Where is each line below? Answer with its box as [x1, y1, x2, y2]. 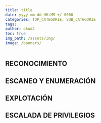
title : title [5, 7, 33, 13]
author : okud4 [5, 26, 35, 32]
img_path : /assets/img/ [5, 36, 56, 41]
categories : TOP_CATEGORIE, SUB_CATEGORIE [5, 17, 96, 22]
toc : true [5, 31, 26, 36]
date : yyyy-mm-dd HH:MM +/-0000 [5, 12, 73, 17]
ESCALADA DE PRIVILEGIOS [5, 111, 95, 120]
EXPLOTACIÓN [5, 94, 53, 102]
